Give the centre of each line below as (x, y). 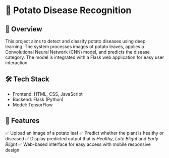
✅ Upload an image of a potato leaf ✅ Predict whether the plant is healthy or (84, 133)
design (12, 150)
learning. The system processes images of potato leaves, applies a (75, 47)
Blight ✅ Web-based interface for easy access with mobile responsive (78, 144)
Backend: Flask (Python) (38, 99)
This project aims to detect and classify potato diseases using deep (75, 41)
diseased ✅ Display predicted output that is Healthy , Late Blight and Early (82, 138)
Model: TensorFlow (33, 105)
